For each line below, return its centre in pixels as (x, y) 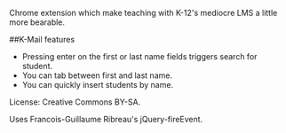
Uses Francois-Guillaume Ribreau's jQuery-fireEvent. (106, 119)
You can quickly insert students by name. (98, 85)
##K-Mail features (42, 39)
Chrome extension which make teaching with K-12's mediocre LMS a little (143, 13)
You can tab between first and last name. (97, 75)
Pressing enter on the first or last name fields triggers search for (139, 56)
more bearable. (37, 22)
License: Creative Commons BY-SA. (75, 102)
